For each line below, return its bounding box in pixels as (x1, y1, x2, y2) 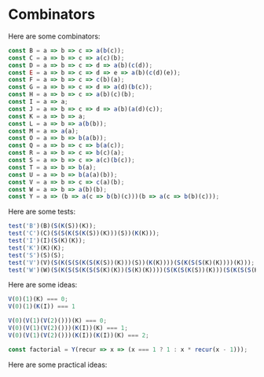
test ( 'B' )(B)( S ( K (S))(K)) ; (8, 222, 97, 230)
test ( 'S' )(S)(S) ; (8, 251, 65, 259)
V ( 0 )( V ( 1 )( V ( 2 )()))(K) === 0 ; (8, 317, 108, 325)
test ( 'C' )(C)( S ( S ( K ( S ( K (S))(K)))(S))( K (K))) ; (8, 229, 160, 237)
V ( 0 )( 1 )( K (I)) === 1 (8, 302, 76, 311)
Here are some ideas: (8, 280, 78, 290)
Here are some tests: (8, 207, 76, 217)
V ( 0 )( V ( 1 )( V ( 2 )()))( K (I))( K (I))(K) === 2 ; (8, 331, 149, 339)
